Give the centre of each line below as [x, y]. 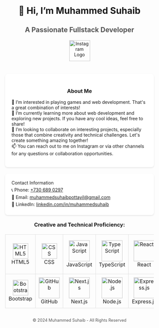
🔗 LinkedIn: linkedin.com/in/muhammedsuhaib [60, 204]
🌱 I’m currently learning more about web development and [73, 113]
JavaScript [79, 265]
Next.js [79, 301]
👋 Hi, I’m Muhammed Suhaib [79, 11]
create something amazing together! [50, 140]
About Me [79, 91]
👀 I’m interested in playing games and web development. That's [78, 102]
